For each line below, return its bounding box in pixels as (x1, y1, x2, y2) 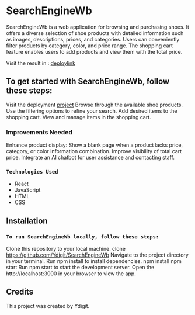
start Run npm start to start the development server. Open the (6, 264, 155, 271)
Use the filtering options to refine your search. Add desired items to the (6, 107, 177, 115)
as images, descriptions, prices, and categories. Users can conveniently (6, 36, 180, 43)
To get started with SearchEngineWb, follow (6, 77, 170, 86)
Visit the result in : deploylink (6, 60, 76, 67)
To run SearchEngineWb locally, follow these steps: (6, 233, 159, 240)
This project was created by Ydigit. (6, 302, 90, 309)
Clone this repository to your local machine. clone (6, 245, 126, 252)
